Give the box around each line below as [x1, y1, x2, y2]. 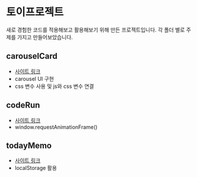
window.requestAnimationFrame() [14, 123, 98, 131]
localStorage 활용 [14, 165, 58, 172]
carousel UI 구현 [14, 75, 55, 82]
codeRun [6, 100, 40, 110]
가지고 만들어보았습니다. [17, 33, 73, 40]
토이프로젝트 [6, 5, 64, 19]
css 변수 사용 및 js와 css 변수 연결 [14, 83, 94, 90]
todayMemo [6, 140, 52, 150]
